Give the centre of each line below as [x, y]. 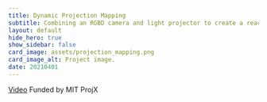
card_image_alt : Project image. [62, 60]
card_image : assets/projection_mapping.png [81, 52]
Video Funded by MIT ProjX [53, 89]
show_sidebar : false [43, 45]
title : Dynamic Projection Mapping [67, 15]
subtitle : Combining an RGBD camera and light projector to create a [126, 23]
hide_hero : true [35, 38]
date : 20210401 [33, 67]
